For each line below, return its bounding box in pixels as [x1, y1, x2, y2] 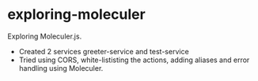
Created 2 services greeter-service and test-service [18, 46, 189, 56]
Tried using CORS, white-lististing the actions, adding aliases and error [18, 55, 250, 64]
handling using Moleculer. [18, 63, 104, 72]
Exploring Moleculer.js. [7, 31, 82, 41]
